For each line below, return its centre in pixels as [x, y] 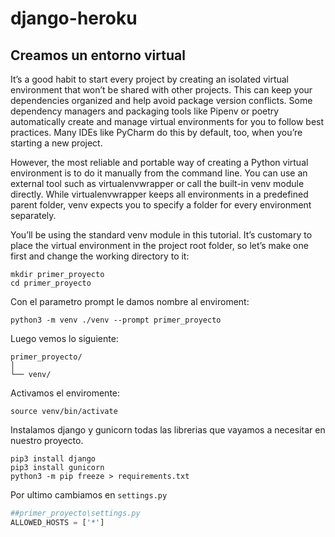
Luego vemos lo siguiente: [64, 338]
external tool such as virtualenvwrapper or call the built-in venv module [157, 183]
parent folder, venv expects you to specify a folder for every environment [161, 205]
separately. [33, 215]
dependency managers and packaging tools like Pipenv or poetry [145, 111]
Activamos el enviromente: [65, 393]
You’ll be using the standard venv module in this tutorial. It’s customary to [161, 235]
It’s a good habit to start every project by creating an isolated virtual [149, 79]
